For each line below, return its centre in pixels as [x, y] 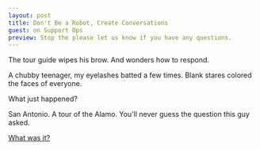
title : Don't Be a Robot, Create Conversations [88, 23]
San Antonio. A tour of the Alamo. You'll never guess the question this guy [129, 114]
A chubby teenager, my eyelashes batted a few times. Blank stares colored [130, 75]
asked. [19, 122]
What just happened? [43, 99]
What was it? [29, 138]
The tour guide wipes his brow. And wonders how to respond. [109, 60]
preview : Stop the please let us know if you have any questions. [120, 37]
